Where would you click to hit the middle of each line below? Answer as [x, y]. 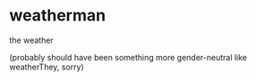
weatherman [57, 16]
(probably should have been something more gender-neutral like [128, 57]
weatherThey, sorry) [47, 67]
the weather [31, 40]
